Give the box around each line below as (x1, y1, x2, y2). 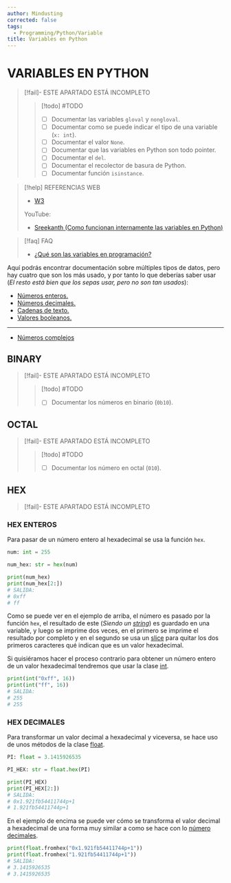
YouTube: (23, 210, 52, 218)
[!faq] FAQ (23, 236, 54, 245)
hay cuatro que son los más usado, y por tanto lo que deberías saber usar (7, 271, 217, 279)
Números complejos (16, 333, 74, 342)
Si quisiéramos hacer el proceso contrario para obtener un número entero (7, 654, 217, 663)
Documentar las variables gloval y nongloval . (51, 115, 181, 124)
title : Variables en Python (7, 36, 88, 43)
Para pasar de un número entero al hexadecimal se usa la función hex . (7, 536, 206, 544)
